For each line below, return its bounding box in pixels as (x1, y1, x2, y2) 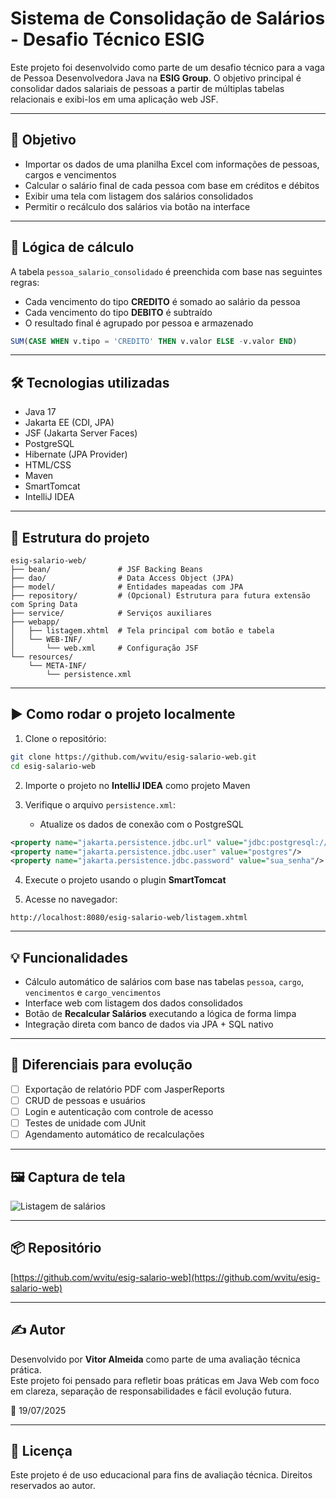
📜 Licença (10, 1443, 73, 1460)
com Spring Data (10, 600, 78, 610)
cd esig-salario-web (10, 761, 97, 771)
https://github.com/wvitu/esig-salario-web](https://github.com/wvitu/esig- (13, 1271, 321, 1283)
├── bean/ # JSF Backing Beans (10, 565, 203, 575)
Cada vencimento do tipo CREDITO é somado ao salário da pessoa (24, 295, 301, 307)
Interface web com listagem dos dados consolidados (24, 997, 243, 1009)
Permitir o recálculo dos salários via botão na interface (24, 200, 251, 212)
